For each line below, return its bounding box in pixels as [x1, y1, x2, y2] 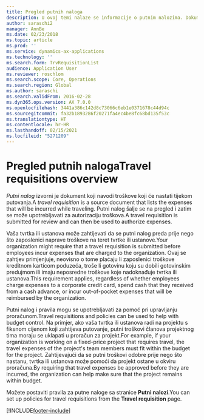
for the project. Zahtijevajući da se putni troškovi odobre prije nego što [6, 351, 182, 358]
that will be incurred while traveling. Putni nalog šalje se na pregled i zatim [6, 205, 192, 212]
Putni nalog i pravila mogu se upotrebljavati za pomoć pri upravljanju [6, 306, 178, 313]
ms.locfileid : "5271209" [6, 133, 69, 140]
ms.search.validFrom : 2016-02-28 [6, 93, 91, 100]
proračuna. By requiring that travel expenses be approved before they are [6, 364, 189, 371]
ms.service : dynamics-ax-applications [6, 49, 104, 55]
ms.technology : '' [6, 54, 53, 60]
